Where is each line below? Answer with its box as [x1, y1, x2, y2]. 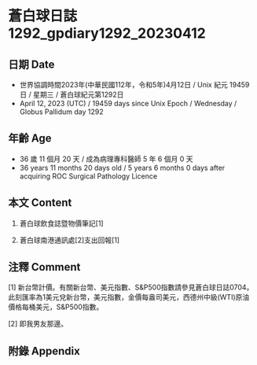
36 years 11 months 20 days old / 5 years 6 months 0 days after [19, 163, 226, 172]
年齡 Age [8, 131, 52, 146]
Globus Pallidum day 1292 [19, 107, 104, 116]
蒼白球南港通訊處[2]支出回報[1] [19, 235, 120, 245]
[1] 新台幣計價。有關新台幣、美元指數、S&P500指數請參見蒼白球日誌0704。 [8, 282, 254, 292]
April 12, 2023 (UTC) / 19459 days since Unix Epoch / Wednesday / [19, 99, 237, 108]
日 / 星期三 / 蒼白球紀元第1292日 [19, 90, 124, 99]
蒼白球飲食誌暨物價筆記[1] [19, 218, 104, 228]
